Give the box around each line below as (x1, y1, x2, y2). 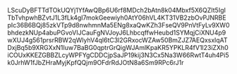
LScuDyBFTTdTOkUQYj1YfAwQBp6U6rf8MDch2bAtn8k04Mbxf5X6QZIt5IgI (7, 6, 226, 14)
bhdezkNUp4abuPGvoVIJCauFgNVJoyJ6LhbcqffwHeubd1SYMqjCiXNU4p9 (7, 28, 226, 37)
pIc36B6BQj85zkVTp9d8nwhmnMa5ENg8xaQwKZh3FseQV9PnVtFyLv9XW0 (7, 21, 230, 29)
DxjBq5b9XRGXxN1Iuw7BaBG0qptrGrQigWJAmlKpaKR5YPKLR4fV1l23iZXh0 (7, 44, 229, 51)
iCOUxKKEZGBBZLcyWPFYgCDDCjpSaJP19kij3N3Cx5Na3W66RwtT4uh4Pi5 (7, 51, 229, 59)
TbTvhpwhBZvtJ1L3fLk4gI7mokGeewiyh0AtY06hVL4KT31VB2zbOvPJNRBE (7, 13, 227, 22)
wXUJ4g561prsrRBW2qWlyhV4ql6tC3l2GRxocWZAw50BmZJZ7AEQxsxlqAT (7, 36, 228, 44)
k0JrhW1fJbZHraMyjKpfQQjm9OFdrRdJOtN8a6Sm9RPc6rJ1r (7, 58, 184, 66)
